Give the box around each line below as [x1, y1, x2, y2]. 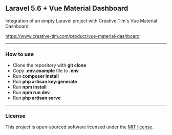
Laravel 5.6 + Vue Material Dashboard [5, 4, 128, 13]
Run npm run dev [12, 89, 50, 96]
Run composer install [12, 73, 59, 79]
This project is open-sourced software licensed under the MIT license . [5, 124, 154, 130]
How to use [5, 51, 34, 58]
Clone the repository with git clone [12, 62, 87, 69]
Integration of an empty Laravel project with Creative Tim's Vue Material [5, 17, 158, 24]
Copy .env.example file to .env [12, 67, 79, 74]
